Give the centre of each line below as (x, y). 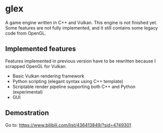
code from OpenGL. (26, 33)
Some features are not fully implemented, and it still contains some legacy (81, 27)
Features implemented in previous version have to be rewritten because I (80, 61)
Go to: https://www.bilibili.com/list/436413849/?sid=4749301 (68, 125)
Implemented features (41, 49)
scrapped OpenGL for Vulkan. (36, 66)
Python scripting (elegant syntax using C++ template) (68, 81)
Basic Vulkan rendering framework (48, 76)
